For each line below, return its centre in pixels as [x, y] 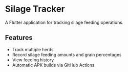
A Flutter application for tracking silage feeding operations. [64, 22]
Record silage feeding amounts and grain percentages [67, 54]
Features [19, 38]
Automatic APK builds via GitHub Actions [53, 65]
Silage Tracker [35, 9]
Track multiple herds [33, 49]
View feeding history [33, 60]
